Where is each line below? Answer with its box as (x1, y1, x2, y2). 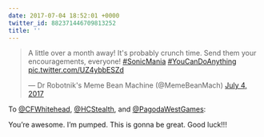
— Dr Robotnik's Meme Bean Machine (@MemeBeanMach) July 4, (27, 80, 248, 90)
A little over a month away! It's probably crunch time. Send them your (27, 49, 257, 58)
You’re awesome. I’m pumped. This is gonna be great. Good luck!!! (8, 120, 228, 130)
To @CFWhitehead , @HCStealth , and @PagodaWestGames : (8, 104, 206, 114)
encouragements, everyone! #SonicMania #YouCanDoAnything (27, 57, 237, 66)
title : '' (8, 26, 42, 34)
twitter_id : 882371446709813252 (8, 19, 116, 27)
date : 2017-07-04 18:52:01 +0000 (8, 11, 120, 20)
